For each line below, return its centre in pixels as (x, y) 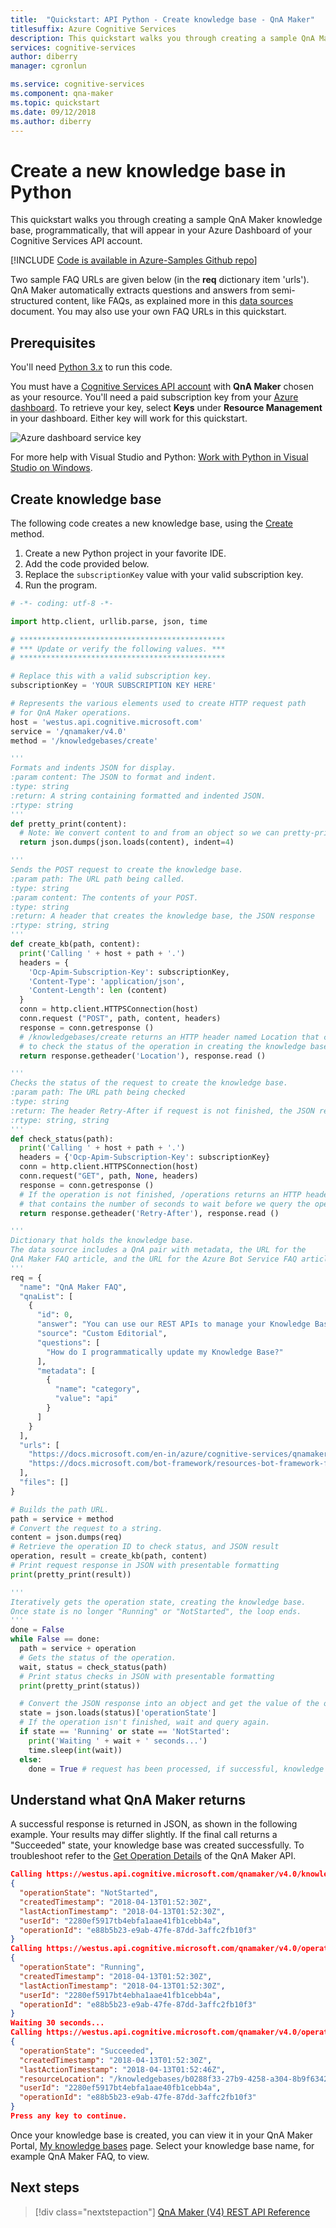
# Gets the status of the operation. (98, 1657)
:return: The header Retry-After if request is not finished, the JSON (162, 1111)
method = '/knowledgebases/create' (84, 741)
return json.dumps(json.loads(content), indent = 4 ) (127, 842)
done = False (37, 1630)
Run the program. (61, 585)
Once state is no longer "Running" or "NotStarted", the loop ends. (156, 1611)
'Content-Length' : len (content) (98, 991)
